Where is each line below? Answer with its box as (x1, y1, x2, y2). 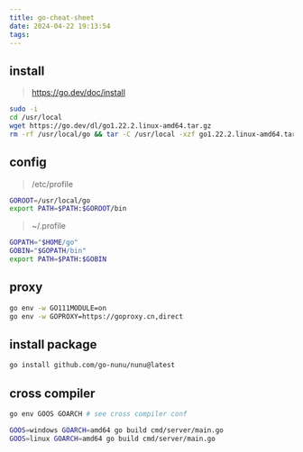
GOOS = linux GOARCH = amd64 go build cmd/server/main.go (9, 434, 216, 443)
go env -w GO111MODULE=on (9, 303, 106, 312)
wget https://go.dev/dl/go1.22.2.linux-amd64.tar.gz (9, 121, 212, 131)
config (9, 155, 47, 170)
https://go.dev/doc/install (31, 87, 126, 98)
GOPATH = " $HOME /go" (9, 238, 78, 248)
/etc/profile (31, 178, 74, 189)
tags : (9, 30, 30, 39)
